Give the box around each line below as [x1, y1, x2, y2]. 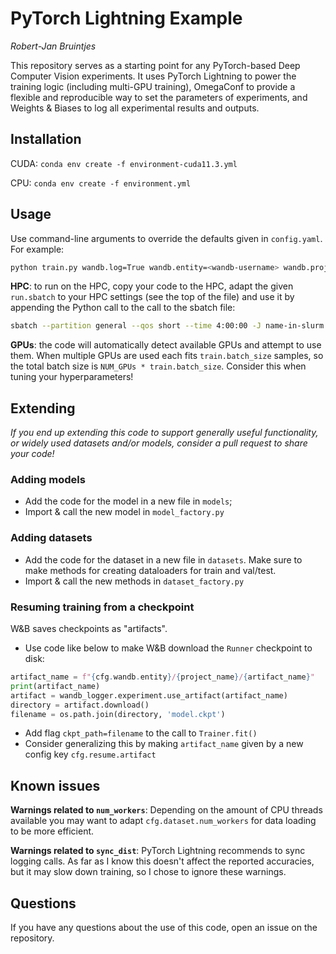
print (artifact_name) [10, 681, 101, 691]
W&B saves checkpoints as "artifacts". [10, 623, 168, 635]
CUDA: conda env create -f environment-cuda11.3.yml [10, 157, 238, 169]
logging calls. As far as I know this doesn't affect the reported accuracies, [10, 855, 315, 867]
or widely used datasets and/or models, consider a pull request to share [10, 437, 308, 449]
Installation [10, 131, 82, 148]
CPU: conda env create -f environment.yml [10, 177, 192, 189]
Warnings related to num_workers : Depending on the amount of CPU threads [10, 804, 323, 816]
